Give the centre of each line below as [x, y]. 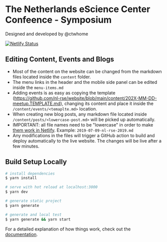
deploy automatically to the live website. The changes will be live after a [87, 141]
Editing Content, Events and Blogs [60, 59]
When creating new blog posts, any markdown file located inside [80, 114]
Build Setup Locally [36, 162]
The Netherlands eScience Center [78, 9]
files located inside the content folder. [52, 77]
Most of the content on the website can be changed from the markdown [87, 71]
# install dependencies [30, 173]
